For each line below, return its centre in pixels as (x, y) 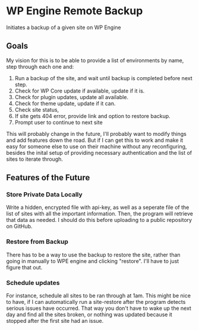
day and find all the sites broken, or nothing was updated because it (89, 315)
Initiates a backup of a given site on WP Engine (64, 27)
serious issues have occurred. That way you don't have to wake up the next (99, 308)
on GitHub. (19, 226)
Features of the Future (48, 178)
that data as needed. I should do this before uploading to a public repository (99, 220)
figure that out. (24, 267)
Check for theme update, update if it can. (65, 103)
